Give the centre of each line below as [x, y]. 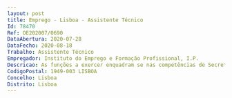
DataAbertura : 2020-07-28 [44, 39]
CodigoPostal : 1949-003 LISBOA [52, 71]
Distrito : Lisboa [32, 84]
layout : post [26, 13]
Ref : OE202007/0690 [35, 33]
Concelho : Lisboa [32, 78]
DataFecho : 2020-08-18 [40, 46]
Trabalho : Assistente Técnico [51, 52]
